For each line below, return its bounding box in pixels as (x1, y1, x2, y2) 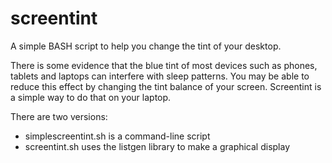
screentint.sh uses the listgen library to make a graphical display (24, 140, 291, 152)
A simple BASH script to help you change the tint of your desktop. (10, 40, 282, 52)
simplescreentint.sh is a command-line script (24, 130, 211, 142)
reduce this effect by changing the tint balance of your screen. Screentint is (10, 80, 322, 92)
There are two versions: (10, 110, 108, 122)
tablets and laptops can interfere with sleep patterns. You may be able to (10, 70, 310, 82)
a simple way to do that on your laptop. (10, 91, 172, 103)
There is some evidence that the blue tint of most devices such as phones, (10, 59, 318, 71)
